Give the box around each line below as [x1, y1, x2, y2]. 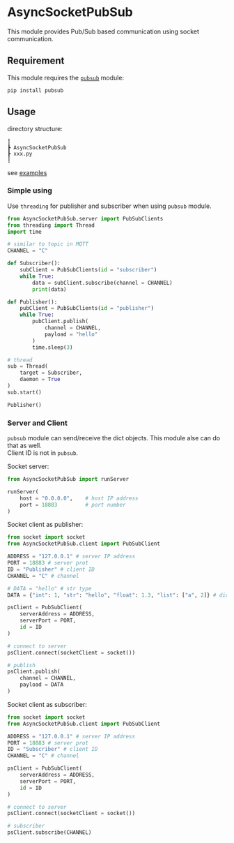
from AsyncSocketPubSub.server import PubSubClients [7, 215, 164, 222]
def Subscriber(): [7, 260, 61, 267]
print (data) [32, 285, 68, 293]
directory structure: [7, 124, 63, 133]
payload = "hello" [44, 331, 98, 338]
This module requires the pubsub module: [7, 73, 124, 82]
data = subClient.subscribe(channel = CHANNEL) [32, 279, 173, 286]
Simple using [7, 186, 52, 195]
